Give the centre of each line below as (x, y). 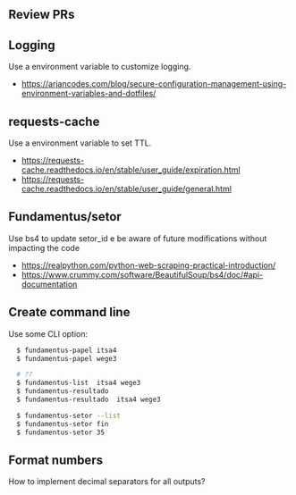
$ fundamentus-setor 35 (60, 432)
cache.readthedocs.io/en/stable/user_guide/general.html (126, 189)
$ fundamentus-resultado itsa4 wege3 (89, 400)
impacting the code (44, 247)
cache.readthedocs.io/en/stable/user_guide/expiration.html (131, 170)
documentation (49, 284)
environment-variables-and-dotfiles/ (89, 94)
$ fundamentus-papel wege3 (67, 358)
